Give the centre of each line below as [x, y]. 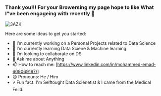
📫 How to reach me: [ [35, 64]
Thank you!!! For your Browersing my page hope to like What [80, 7]
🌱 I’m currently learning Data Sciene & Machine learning [69, 49]
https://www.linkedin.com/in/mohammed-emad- [107, 64]
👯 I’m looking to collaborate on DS [47, 54]
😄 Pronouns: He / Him [35, 77]
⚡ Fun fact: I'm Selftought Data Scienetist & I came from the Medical [81, 82]
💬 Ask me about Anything [38, 59]
